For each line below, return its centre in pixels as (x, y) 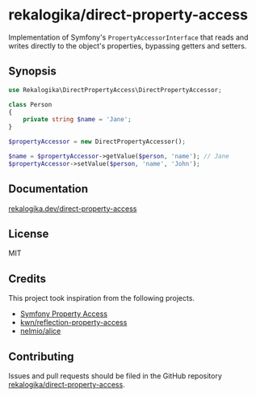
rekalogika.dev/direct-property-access (73, 209)
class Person (30, 104)
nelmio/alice (40, 331)
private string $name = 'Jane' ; (77, 120)
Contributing (41, 356)
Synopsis (32, 72)
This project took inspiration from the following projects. (102, 298)
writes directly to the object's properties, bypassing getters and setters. (128, 45)
